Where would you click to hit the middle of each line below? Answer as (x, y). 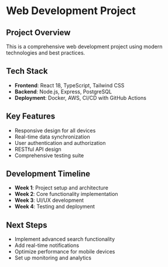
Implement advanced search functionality (65, 239)
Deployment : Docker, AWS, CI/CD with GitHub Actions (80, 97)
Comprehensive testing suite (49, 155)
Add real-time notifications (47, 245)
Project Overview (38, 33)
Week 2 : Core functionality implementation (66, 194)
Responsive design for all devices (55, 130)
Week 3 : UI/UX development (49, 200)
